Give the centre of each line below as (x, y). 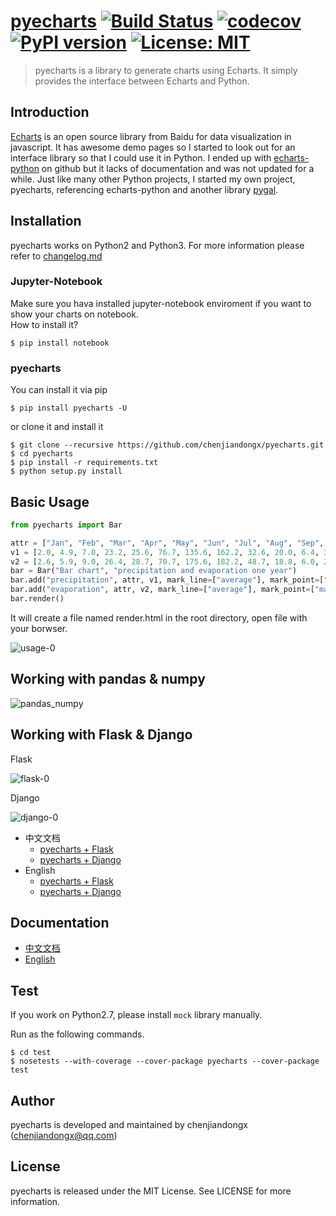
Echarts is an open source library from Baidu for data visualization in (151, 136)
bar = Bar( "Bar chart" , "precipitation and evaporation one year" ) (154, 571)
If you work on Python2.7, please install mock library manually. (136, 1015)
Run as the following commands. (77, 1034)
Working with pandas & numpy (108, 679)
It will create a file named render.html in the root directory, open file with (159, 617)
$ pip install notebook (60, 343)
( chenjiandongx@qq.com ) (64, 1136)
